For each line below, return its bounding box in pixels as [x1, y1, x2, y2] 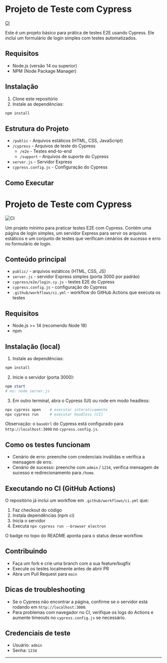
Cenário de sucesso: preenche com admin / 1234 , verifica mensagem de [12, 464, 159, 470]
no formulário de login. [5, 240, 52, 246]
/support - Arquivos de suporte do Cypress [19, 154, 109, 160]
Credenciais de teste [5, 629, 71, 638]
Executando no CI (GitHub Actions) [5, 484, 116, 492]
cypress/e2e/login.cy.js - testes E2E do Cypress [12, 279, 115, 285]
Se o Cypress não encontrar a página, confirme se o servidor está [12, 599, 148, 605]
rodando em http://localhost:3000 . [12, 604, 87, 610]
